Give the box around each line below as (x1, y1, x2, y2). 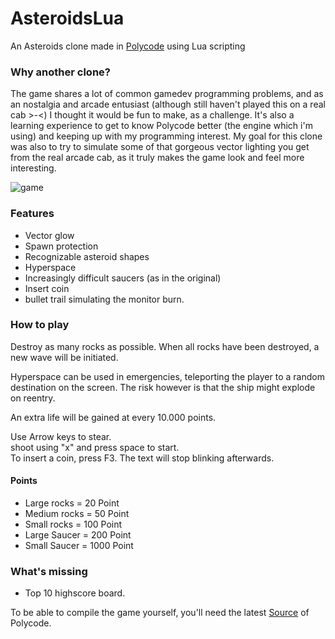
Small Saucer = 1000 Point (24, 540, 134, 552)
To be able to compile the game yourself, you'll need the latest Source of (10, 607, 310, 619)
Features (10, 207, 55, 221)
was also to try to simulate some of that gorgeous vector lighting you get (10, 141, 310, 153)
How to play (10, 318, 70, 332)
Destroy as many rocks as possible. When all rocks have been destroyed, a (10, 340, 320, 352)
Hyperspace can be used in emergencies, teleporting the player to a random (10, 370, 325, 382)
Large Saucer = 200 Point (24, 529, 132, 541)
